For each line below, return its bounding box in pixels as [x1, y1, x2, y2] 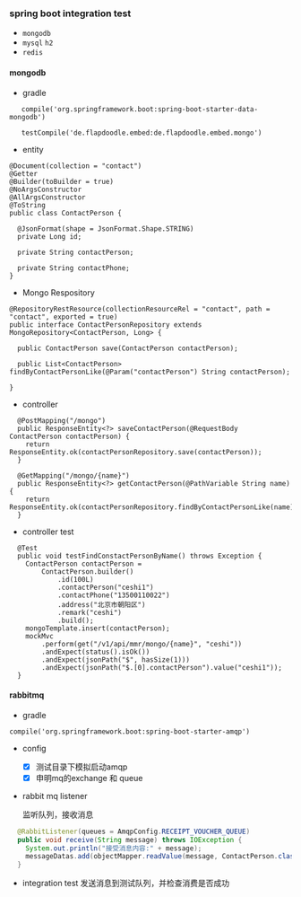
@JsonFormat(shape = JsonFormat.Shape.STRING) [17, 224, 194, 233]
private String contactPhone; [17, 263, 130, 272]
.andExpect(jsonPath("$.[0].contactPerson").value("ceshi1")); [41, 663, 282, 672]
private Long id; [17, 232, 82, 241]
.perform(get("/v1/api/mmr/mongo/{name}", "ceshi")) [41, 639, 243, 648]
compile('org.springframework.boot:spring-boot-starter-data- [21, 104, 258, 114]
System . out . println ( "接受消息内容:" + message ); [25, 843, 202, 853]
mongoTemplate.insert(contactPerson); [25, 623, 170, 633]
